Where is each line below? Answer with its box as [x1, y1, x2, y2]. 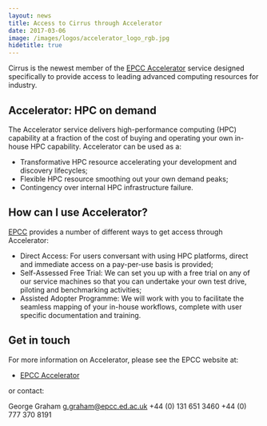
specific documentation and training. [19, 310, 141, 320]
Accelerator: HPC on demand [8, 103, 157, 117]
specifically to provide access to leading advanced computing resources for [8, 72, 259, 82]
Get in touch [8, 333, 70, 348]
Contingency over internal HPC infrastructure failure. [19, 182, 193, 192]
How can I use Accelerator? [8, 205, 148, 220]
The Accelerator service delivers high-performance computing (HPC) [8, 125, 237, 134]
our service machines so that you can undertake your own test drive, [19, 277, 247, 286]
